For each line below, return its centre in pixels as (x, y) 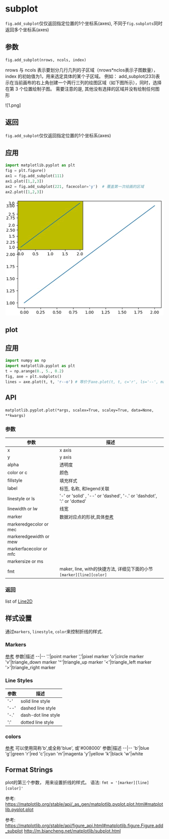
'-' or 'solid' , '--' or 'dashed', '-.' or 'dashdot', (108, 496)
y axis (66, 457)
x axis (66, 450)
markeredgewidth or (28, 537)
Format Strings (29, 770)
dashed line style (38, 708)
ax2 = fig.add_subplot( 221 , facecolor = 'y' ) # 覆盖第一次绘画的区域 (75, 186)
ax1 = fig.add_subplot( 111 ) (35, 176)
